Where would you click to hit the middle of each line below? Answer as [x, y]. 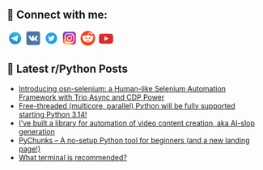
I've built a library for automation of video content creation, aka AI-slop [137, 123]
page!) [30, 149]
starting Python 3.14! [53, 114]
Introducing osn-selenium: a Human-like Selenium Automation [122, 88]
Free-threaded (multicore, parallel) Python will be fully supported [127, 105]
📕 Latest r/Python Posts [68, 69]
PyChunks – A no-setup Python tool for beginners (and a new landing [134, 140]
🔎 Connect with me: [57, 15]
